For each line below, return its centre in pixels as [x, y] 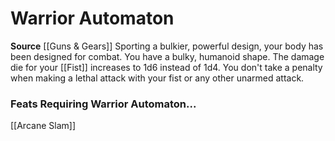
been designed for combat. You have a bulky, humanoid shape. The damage [167, 56]
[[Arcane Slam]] [43, 126]
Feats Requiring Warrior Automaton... [103, 104]
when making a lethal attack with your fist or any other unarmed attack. [157, 78]
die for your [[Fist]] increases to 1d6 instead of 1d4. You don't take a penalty [166, 67]
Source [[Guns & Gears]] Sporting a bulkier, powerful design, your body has [167, 46]
